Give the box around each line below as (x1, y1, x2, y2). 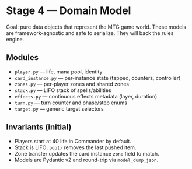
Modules (6, 52, 39, 62)
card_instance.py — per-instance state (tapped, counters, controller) (14, 74, 181, 81)
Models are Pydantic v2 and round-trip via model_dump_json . (14, 156, 159, 163)
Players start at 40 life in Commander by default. (14, 138, 131, 145)
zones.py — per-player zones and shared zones (14, 80, 130, 87)
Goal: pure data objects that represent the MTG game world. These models (6, 23, 187, 30)
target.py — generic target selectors (14, 105, 104, 112)
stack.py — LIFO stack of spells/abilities (14, 86, 112, 94)
